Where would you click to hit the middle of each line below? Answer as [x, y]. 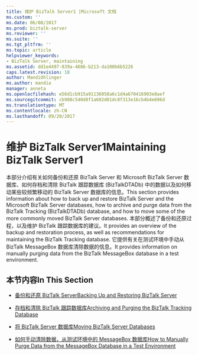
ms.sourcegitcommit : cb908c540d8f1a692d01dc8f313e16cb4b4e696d [86, 99]
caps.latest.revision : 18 [38, 72]
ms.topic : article [29, 50]
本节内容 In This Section [50, 280]
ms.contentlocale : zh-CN [37, 111]
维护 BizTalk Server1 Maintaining [86, 147]
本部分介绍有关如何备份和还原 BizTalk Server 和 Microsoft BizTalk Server [94, 177]
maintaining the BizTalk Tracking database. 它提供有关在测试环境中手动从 [95, 240]
